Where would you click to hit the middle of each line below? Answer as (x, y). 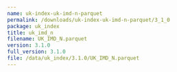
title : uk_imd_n (30, 33)
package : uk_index (33, 26)
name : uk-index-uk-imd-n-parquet (55, 13)
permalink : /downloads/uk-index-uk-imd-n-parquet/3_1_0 (88, 20)
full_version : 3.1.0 (37, 52)
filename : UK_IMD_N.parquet (47, 39)
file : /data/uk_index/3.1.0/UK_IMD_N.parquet (73, 58)
